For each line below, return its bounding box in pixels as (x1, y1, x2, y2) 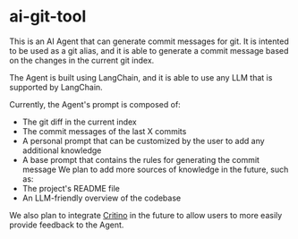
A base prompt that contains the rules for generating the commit (21, 154, 260, 165)
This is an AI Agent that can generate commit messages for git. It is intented (9, 36, 289, 47)
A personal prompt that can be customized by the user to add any (21, 135, 266, 146)
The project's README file (21, 183, 121, 193)
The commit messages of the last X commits (21, 125, 187, 136)
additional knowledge (21, 145, 102, 156)
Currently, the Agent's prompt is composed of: (9, 98, 181, 109)
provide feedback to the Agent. (9, 219, 124, 230)
